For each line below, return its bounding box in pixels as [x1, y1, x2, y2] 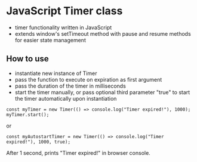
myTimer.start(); [6, 111, 50, 117]
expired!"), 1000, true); [6, 139, 70, 145]
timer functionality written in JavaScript [14, 24, 112, 31]
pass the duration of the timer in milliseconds [14, 82, 127, 89]
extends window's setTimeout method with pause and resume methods [14, 30, 191, 37]
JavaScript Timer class [6, 4, 123, 18]
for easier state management [14, 36, 87, 43]
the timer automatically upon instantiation [14, 95, 117, 102]
